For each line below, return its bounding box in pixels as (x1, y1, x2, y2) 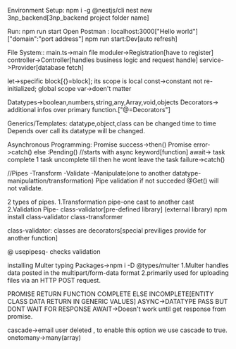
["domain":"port (7, 35, 54, 43)
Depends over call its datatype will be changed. (7, 127, 146, 135)
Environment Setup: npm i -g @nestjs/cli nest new (7, 6, 153, 14)
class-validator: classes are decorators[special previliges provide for (7, 226, 206, 235)
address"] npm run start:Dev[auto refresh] (55, 35, 178, 43)
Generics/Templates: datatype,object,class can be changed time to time (7, 119, 217, 128)
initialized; (7, 85, 37, 92)
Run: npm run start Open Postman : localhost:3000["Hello (7, 27, 175, 35)
